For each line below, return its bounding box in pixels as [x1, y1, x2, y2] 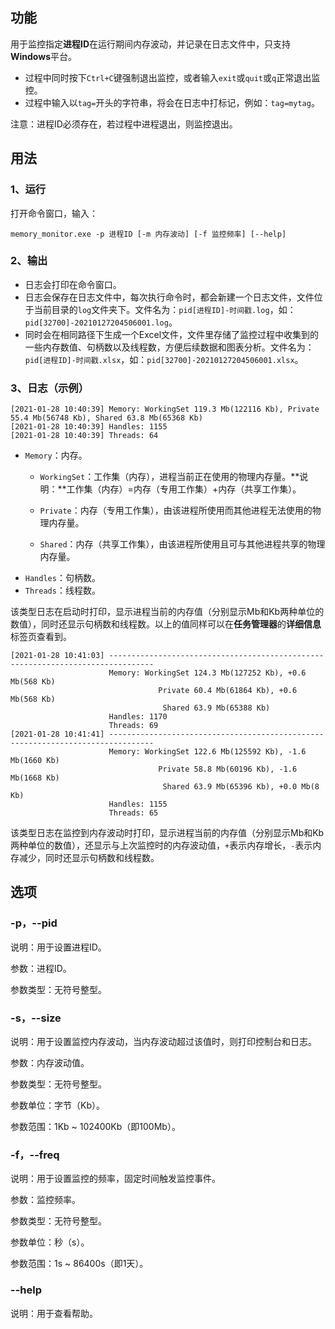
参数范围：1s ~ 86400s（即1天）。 [10, 1258, 149, 1270]
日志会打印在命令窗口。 [24, 278, 122, 290]
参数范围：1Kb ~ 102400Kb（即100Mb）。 [10, 1121, 181, 1133]
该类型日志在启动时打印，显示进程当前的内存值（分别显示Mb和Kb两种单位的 [10, 606, 325, 618]
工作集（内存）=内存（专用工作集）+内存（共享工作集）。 [66, 483, 302, 495]
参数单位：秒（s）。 [10, 1236, 90, 1248]
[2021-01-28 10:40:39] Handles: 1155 [10, 422, 168, 432]
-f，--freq [10, 1148, 60, 1162]
